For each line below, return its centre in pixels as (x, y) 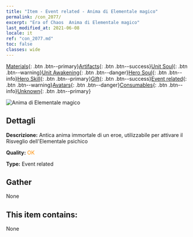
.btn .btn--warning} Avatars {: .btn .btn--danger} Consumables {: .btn (87, 85)
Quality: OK (20, 152)
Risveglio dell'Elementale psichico (47, 141)
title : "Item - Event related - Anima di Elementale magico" (82, 11)
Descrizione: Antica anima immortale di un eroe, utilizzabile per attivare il (94, 135)
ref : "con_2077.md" (30, 39)
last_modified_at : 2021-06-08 (43, 28)
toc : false (19, 44)
